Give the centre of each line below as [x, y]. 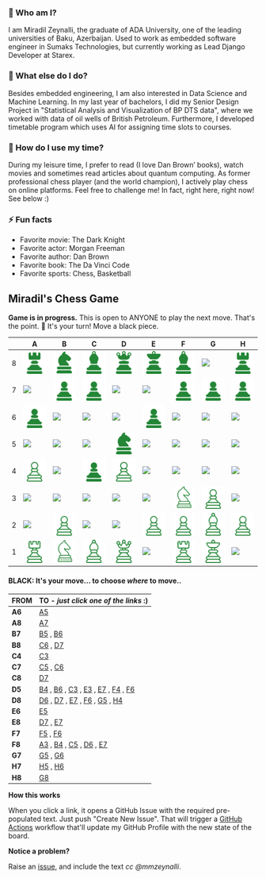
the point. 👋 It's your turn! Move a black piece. [84, 326]
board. [19, 836]
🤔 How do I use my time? [56, 148]
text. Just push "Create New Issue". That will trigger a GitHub [143, 819]
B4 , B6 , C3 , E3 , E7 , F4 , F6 [87, 689]
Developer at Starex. [42, 56]
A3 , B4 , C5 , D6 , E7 [74, 744]
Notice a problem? [39, 851]
